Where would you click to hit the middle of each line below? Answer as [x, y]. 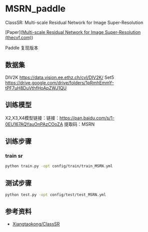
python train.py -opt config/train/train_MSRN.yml [59, 166]
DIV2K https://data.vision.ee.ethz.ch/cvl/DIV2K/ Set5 [59, 77]
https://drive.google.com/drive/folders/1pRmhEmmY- [59, 82]
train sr [14, 156]
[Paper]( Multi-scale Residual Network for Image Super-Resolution [73, 32]
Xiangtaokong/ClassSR [36, 224]
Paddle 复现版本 [22, 47]
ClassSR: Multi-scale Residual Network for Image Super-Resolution [74, 22]
